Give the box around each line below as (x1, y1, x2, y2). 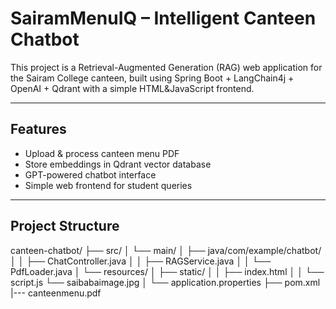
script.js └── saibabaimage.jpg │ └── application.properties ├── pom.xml (10, 276, 321, 288)
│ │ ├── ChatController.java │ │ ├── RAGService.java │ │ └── (10, 255, 272, 267)
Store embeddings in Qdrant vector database (24, 158, 212, 170)
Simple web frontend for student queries (24, 179, 193, 191)
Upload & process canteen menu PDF (24, 147, 180, 159)
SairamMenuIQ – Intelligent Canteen (10, 7, 317, 30)
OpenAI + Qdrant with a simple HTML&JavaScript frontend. (10, 82, 255, 94)
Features (10, 121, 67, 138)
